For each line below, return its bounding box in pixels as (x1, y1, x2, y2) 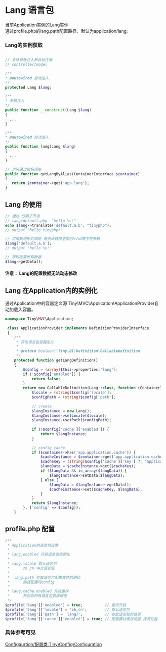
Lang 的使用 (5, 200, 42, 208)
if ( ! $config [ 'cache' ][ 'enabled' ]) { (31, 427, 110, 432)
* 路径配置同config (7, 580, 55, 585)
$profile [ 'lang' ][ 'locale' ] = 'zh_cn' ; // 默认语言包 (5, 607, 130, 612)
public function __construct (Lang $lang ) (5, 107, 92, 113)
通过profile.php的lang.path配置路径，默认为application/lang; (5, 28, 128, 34)
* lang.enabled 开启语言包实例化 (7, 552, 70, 557)
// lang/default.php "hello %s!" (5, 218, 77, 223)
